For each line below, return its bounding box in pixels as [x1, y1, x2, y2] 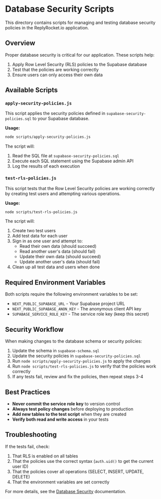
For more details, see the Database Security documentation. [5, 488, 126, 494]
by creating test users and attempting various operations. [5, 191, 121, 196]
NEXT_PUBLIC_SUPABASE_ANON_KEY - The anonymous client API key [12, 306, 142, 312]
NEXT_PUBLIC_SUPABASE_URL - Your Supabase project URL [12, 301, 125, 306]
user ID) [12, 463, 28, 469]
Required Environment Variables [5, 278, 106, 286]
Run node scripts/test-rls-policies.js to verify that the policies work [12, 363, 157, 369]
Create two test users [12, 228, 56, 234]
